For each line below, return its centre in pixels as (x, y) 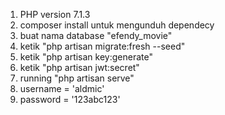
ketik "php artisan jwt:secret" (79, 67)
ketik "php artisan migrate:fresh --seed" (102, 46)
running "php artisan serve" (77, 78)
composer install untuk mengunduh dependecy (117, 25)
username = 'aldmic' (62, 88)
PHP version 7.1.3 (55, 14)
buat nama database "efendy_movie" (96, 35)
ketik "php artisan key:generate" (86, 57)
